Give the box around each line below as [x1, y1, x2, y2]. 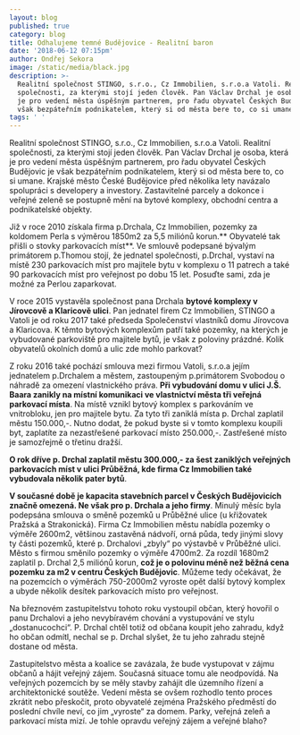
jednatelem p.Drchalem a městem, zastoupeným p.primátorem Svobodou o [9, 371, 286, 381]
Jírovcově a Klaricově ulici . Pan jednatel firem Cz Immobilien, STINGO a [9, 305, 275, 316]
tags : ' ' [9, 113, 46, 122]
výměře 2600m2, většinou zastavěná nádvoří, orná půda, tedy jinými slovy [9, 529, 284, 540]
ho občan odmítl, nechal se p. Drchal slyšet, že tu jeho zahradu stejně [9, 632, 265, 643]
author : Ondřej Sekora [9, 55, 94, 64]
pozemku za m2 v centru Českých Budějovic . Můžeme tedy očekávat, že [9, 567, 282, 577]
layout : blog [9, 13, 58, 22]
